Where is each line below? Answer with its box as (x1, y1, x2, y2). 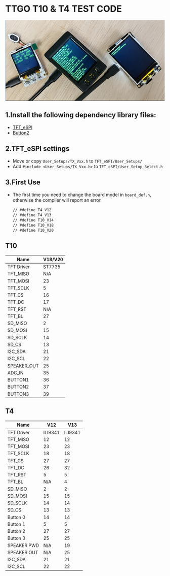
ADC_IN (7, 369, 24, 376)
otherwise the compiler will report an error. (12, 197, 102, 203)
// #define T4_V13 (12, 212, 52, 217)
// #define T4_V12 (12, 207, 52, 212)
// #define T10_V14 (12, 217, 54, 222)
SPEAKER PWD (7, 542, 39, 549)
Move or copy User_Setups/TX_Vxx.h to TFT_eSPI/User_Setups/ (12, 158, 143, 164)
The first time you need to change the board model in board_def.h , (12, 191, 152, 198)
